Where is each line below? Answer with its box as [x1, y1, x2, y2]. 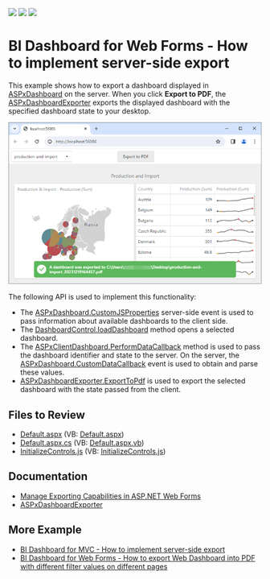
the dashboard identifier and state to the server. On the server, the [19, 350, 239, 360]
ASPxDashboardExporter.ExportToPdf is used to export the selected [19, 376, 246, 386]
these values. [19, 367, 65, 378]
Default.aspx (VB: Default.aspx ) [19, 429, 125, 439]
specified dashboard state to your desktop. [8, 105, 151, 116]
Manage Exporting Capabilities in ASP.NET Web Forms [19, 491, 201, 501]
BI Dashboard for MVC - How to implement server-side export [19, 544, 226, 554]
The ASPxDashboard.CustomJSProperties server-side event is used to [19, 308, 254, 317]
